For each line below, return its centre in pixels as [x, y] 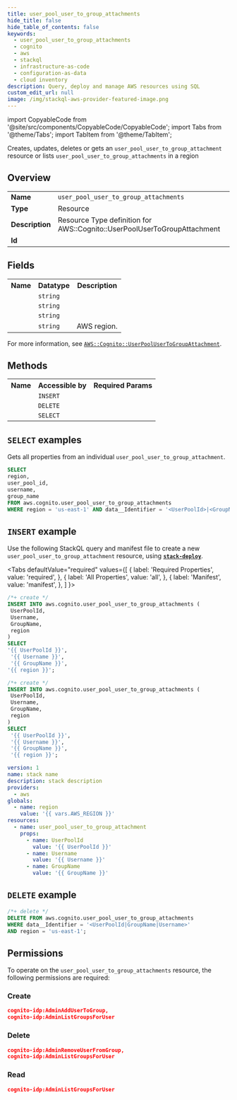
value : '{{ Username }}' [69, 860]
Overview [29, 178]
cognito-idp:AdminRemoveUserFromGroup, [66, 1050]
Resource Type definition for [105, 220]
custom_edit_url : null [41, 93]
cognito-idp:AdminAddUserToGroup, [58, 1011]
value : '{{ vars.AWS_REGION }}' [67, 814]
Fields [21, 266]
